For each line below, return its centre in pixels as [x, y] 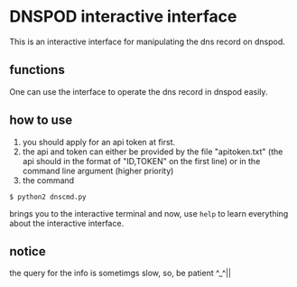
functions [37, 70]
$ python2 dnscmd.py [48, 197]
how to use [41, 120]
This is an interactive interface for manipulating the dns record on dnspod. [148, 42]
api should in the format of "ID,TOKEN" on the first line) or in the [141, 161]
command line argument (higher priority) [98, 171]
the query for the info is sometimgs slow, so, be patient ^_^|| [121, 273]
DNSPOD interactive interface [123, 17]
